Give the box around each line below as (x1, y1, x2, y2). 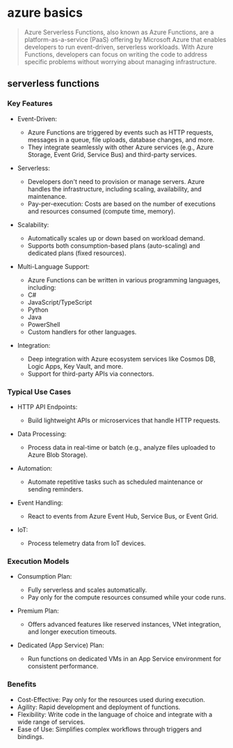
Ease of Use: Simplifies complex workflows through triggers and (17, 725, 202, 733)
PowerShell (27, 320, 61, 328)
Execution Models (7, 556, 70, 566)
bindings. (17, 732, 45, 740)
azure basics (7, 5, 83, 21)
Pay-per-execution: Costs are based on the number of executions (27, 199, 216, 208)
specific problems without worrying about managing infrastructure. (24, 57, 217, 66)
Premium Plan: (17, 606, 59, 615)
